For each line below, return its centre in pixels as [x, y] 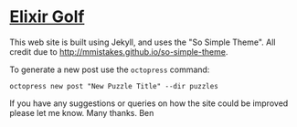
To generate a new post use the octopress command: [110, 69]
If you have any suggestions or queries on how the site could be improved [149, 103]
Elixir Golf [47, 17]
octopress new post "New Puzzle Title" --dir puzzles [114, 86]
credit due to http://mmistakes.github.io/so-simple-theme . [119, 51]
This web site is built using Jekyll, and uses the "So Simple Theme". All [143, 42]
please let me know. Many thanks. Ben [82, 112]
